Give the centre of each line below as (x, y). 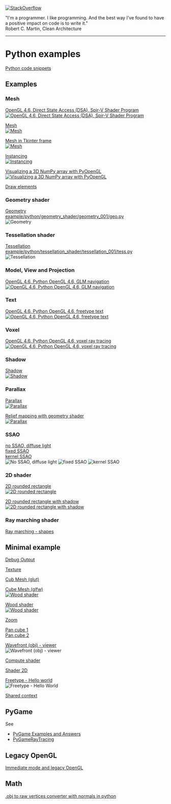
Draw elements (21, 186)
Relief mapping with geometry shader (45, 416)
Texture (13, 570)
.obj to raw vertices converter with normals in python (61, 796)
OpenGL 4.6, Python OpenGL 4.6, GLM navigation (57, 281)
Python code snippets (28, 68)
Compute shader (23, 660)
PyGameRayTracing (33, 739)
